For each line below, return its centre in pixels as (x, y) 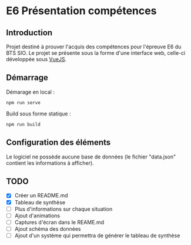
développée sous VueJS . (36, 59)
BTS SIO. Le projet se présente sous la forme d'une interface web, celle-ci (96, 53)
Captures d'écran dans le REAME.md (59, 222)
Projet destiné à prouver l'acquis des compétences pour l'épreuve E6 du (94, 47)
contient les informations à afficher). (50, 163)
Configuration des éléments (58, 143)
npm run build (24, 124)
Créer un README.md (41, 196)
